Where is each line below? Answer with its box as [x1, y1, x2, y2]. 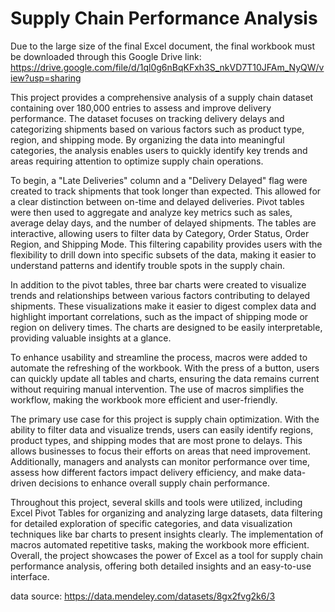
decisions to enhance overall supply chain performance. [38, 477, 270, 489]
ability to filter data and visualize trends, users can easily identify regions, [10, 423, 314, 436]
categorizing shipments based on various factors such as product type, [10, 123, 305, 135]
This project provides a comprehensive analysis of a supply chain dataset [10, 91, 314, 103]
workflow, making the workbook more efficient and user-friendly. [10, 393, 278, 406]
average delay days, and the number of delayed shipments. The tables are [10, 217, 317, 229]
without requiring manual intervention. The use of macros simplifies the [10, 383, 305, 395]
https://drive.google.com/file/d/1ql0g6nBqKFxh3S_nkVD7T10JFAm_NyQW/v [10, 61, 325, 73]
